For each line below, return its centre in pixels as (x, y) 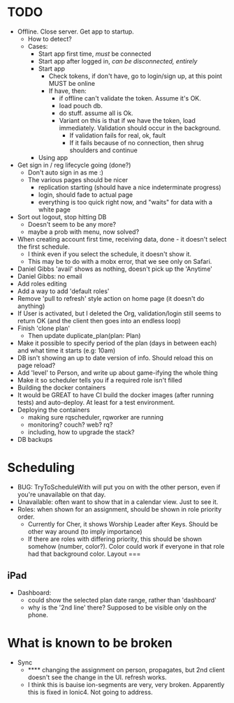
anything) (31, 306)
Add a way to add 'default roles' (63, 291)
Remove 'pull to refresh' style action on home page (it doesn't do (111, 298)
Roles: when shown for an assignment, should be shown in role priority (119, 509)
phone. (38, 614)
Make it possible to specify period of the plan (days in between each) (117, 343)
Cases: (38, 46)
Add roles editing (42, 283)
